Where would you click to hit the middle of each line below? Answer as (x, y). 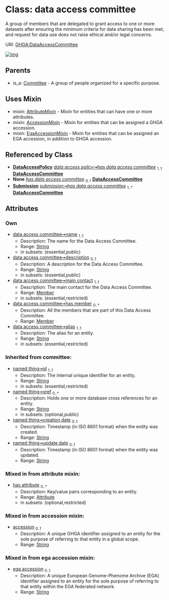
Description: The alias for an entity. (57, 333)
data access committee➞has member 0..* (56, 304)
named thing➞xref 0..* (36, 392)
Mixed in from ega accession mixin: (50, 558)
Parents (18, 71)
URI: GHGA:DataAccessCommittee (42, 44)
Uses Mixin (23, 99)
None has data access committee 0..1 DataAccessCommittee (78, 179)
